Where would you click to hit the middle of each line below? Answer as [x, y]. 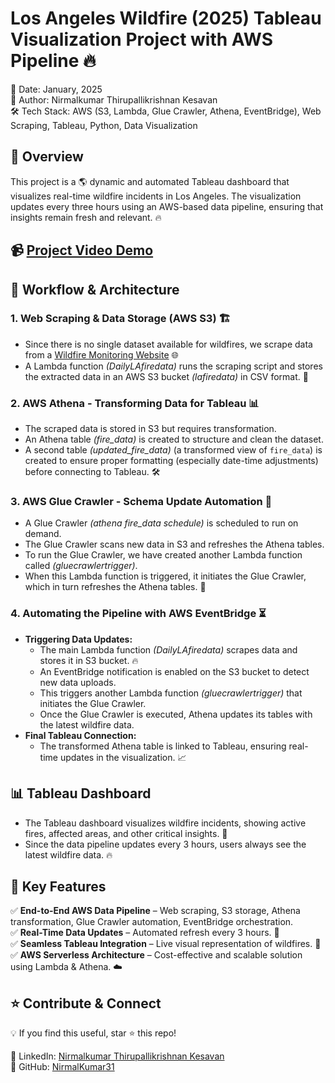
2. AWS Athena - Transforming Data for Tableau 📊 [135, 403]
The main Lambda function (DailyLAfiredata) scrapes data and [168, 649]
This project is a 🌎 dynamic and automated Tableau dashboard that [150, 181]
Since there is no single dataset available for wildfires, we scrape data [168, 344]
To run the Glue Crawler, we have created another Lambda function [163, 555]
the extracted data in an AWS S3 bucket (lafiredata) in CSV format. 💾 [166, 376]
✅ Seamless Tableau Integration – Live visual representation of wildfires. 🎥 [166, 944]
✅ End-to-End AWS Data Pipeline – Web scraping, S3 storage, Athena [155, 911]
